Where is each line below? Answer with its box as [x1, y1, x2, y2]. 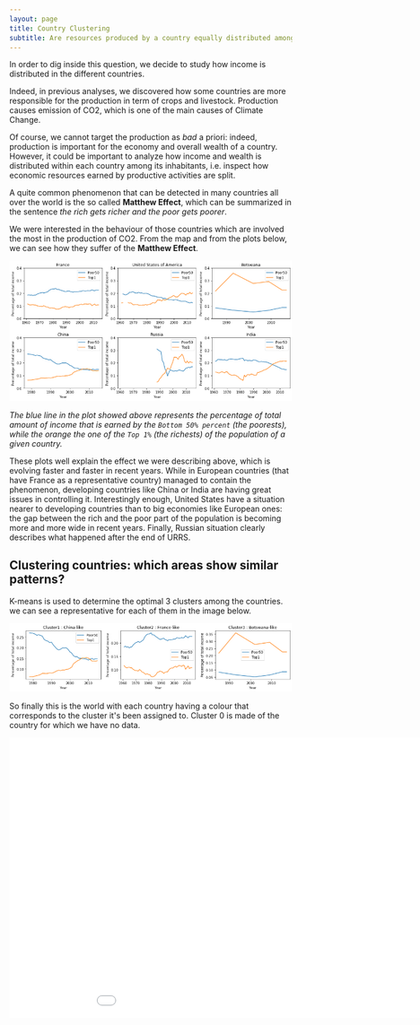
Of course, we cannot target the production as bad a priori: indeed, [9, 132, 258, 143]
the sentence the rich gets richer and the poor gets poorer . [9, 206, 227, 217]
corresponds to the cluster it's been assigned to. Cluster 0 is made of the [9, 710, 280, 721]
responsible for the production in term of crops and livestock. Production [9, 95, 279, 107]
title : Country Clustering [9, 23, 110, 33]
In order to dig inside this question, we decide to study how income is [9, 59, 267, 70]
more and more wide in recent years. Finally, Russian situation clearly [9, 523, 266, 534]
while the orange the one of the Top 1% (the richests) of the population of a [9, 429, 285, 439]
